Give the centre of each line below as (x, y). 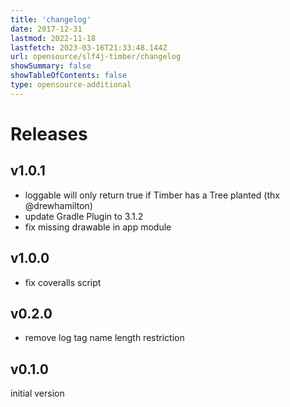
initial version (37, 393)
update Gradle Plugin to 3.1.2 (84, 216)
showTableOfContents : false (69, 76)
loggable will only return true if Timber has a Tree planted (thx (152, 195)
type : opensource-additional (71, 85)
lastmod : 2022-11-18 (53, 38)
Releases (49, 133)
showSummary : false (51, 66)
